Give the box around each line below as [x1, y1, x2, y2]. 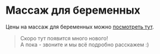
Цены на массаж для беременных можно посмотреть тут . [5, 23, 154, 30]
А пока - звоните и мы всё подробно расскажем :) [20, 41, 149, 48]
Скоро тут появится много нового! [20, 34, 108, 42]
